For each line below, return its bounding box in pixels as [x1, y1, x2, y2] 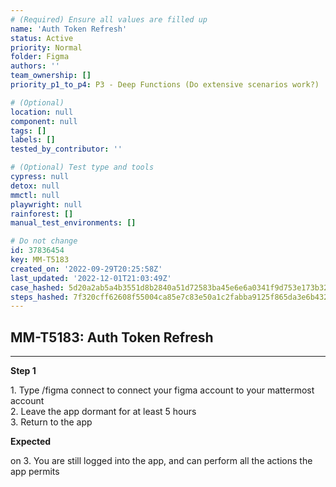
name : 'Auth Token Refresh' [10, 24, 128, 34]
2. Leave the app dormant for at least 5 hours [10, 406, 197, 418]
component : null [10, 116, 78, 126]
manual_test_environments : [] [10, 218, 137, 228]
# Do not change [10, 236, 78, 246]
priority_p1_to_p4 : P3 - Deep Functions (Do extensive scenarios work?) [10, 80, 320, 90]
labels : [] [10, 135, 56, 145]
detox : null [10, 181, 60, 191]
